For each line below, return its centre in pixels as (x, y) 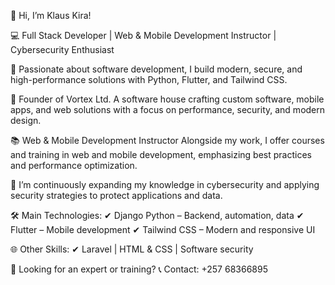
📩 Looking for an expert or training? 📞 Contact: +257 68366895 (139, 269)
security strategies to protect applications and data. (116, 195)
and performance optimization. (74, 165)
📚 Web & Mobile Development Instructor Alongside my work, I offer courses (167, 140)
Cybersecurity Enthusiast (62, 49)
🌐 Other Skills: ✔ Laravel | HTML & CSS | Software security (132, 249)
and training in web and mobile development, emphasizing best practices (161, 154)
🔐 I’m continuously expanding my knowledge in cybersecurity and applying (165, 184)
